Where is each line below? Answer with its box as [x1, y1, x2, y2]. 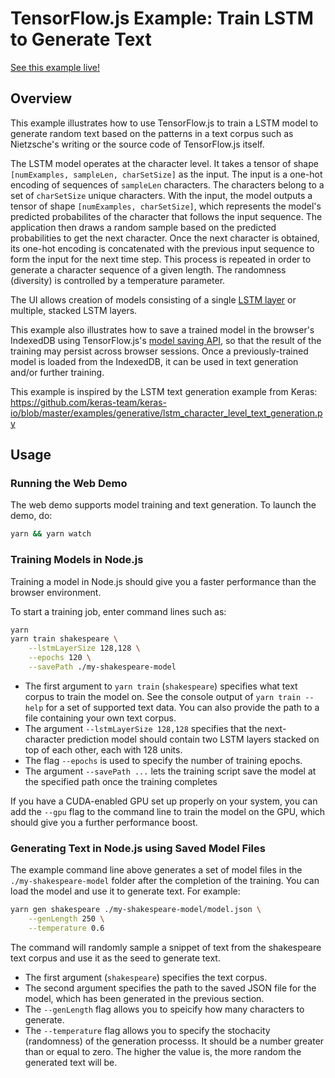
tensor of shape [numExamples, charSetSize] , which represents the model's [10, 200, 322, 212]
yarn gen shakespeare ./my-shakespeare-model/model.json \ [10, 905, 262, 915]
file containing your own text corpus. [24, 712, 177, 724]
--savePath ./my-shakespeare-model [28, 662, 177, 672]
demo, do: [10, 510, 53, 522]
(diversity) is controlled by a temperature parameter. [10, 274, 226, 286]
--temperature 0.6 [28, 923, 105, 934]
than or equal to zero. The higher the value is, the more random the [24, 1045, 302, 1057]
